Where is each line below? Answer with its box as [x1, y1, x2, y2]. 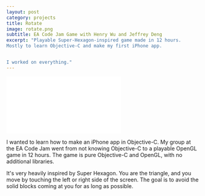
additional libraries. [6, 158, 55, 165]
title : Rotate [6, 20, 43, 26]
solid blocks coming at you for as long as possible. [6, 182, 134, 189]
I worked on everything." [6, 59, 72, 65]
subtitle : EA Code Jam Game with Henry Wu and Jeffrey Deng [6, 32, 163, 38]
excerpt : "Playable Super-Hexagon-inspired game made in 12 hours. [6, 37, 182, 43]
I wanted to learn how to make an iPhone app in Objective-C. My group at [6, 138, 191, 145]
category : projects [6, 15, 56, 21]
